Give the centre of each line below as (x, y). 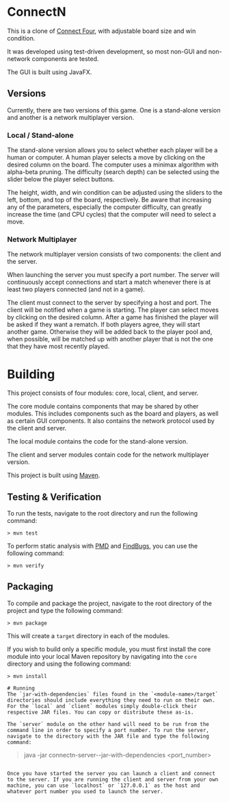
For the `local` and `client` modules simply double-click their (102, 706)
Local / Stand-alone (40, 135)
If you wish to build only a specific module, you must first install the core (109, 649)
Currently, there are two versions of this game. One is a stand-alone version (114, 110)
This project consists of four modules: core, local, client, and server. (103, 393)
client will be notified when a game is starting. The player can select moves (113, 310)
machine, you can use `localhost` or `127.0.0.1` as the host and (104, 786)
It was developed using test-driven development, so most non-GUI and (107, 51)
